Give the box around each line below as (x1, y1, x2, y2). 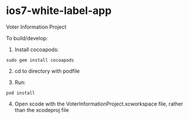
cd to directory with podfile (14, 67, 80, 74)
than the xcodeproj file (14, 106, 69, 113)
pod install (6, 90, 35, 96)
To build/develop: (6, 34, 48, 41)
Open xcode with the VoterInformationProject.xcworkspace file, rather (14, 100, 184, 107)
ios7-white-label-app (6, 4, 112, 17)
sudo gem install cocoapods (6, 57, 75, 63)
